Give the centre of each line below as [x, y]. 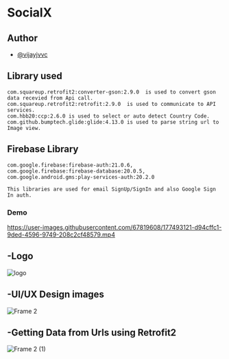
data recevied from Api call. [50, 98]
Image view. [24, 128]
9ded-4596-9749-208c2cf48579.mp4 [61, 235]
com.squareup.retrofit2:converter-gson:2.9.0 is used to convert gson [111, 92]
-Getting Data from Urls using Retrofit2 [92, 333]
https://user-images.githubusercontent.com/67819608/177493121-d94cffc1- [114, 227]
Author [22, 38]
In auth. [20, 195]
